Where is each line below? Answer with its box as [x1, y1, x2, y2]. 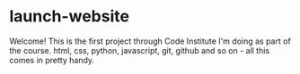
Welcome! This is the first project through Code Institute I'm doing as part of [9, 36, 292, 46]
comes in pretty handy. [9, 54, 95, 65]
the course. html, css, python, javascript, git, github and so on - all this [9, 45, 270, 55]
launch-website [9, 6, 130, 27]
